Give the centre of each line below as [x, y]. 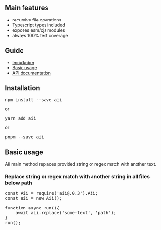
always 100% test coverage [40, 35]
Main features [27, 8]
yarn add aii [21, 118]
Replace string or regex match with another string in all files [78, 177]
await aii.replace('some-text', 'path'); [66, 213]
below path [19, 183]
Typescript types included [38, 25]
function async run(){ [32, 208]
